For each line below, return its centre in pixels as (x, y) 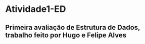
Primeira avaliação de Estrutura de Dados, (73, 27)
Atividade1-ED (36, 9)
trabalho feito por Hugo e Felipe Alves (66, 35)
